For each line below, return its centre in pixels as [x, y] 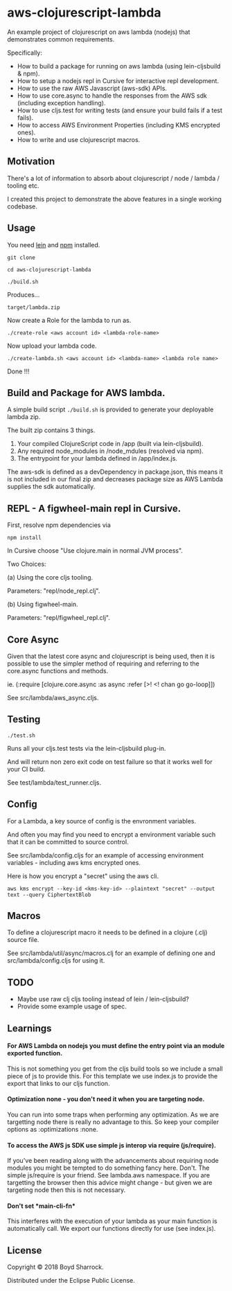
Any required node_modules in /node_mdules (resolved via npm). [110, 451]
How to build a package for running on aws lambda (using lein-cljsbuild [119, 66]
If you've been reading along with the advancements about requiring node [113, 1161]
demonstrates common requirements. [61, 39]
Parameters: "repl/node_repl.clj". [54, 591]
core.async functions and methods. [58, 671]
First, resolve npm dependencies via [59, 525]
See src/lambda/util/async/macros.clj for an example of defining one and [111, 953]
